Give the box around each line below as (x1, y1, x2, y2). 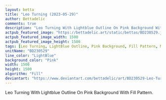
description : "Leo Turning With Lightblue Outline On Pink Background (5, 26, 154, 31)
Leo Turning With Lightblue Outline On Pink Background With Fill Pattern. (5, 89, 154, 95)
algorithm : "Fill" (5, 71, 43, 76)
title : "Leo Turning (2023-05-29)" (5, 12, 79, 17)
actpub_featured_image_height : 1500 (5, 39, 81, 44)
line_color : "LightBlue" (5, 53, 56, 58)
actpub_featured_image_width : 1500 (5, 35, 79, 40)
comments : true (5, 21, 37, 26)
